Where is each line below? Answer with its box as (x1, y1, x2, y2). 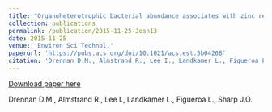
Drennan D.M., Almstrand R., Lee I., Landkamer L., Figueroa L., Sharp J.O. (8, 94, 253, 104)
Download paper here (8, 78, 81, 89)
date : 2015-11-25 (8, 34, 67, 43)
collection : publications (8, 19, 96, 27)
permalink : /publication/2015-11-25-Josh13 (8, 27, 158, 35)
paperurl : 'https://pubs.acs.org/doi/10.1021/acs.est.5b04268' (8, 49, 227, 57)
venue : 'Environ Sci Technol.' (8, 42, 114, 50)
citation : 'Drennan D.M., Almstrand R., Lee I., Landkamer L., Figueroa (8, 57, 259, 65)
